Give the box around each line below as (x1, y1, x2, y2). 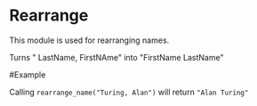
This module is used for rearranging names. (9, 35, 170, 45)
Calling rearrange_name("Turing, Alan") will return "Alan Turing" (9, 86, 249, 97)
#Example (9, 69, 46, 80)
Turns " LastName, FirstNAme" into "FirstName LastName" (9, 52, 224, 62)
